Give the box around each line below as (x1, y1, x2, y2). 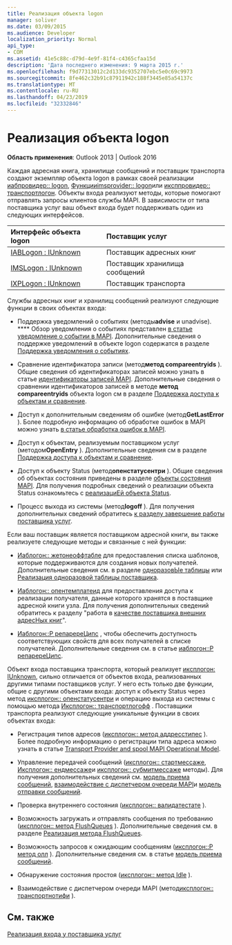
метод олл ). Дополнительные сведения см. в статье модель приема (17, 849, 222, 858)
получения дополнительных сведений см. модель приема (17, 772, 190, 781)
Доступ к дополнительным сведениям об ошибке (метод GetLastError (17, 410, 224, 418)
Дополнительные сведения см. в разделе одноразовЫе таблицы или (17, 565, 222, 574)
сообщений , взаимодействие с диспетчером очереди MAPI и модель (17, 780, 222, 788)
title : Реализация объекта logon (7, 10, 104, 17)
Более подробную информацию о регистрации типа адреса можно (17, 737, 217, 745)
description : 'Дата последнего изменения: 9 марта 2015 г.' (7, 62, 184, 69)
